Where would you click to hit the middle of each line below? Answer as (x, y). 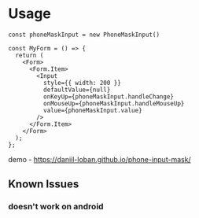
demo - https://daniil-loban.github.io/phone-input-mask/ (99, 159)
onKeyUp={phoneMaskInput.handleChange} (109, 96)
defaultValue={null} (77, 90)
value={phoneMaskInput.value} (93, 110)
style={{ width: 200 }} (82, 83)
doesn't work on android (56, 207)
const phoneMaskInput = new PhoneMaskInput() (84, 35)
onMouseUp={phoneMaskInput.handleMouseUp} (114, 103)
